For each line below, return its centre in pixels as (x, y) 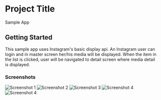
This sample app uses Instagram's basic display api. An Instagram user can (80, 49)
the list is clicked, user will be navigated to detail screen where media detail (80, 59)
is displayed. (18, 64)
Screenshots (20, 77)
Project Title (30, 9)
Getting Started (29, 37)
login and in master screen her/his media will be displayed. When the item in (81, 54)
